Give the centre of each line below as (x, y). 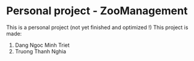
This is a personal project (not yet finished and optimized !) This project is (97, 27)
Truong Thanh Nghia (41, 51)
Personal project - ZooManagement (97, 11)
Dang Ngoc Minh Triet (42, 45)
